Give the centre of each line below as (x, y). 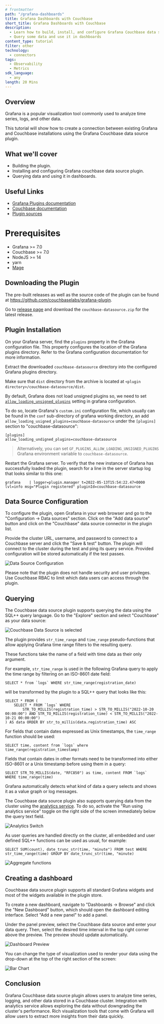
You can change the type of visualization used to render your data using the (81, 954)
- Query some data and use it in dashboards (55, 37)
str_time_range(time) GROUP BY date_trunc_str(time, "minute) (70, 854)
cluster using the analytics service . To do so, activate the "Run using (74, 806)
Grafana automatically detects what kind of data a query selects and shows (81, 786)
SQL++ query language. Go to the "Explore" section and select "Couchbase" (82, 615)
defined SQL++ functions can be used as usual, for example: (66, 840)
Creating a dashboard (39, 878)
